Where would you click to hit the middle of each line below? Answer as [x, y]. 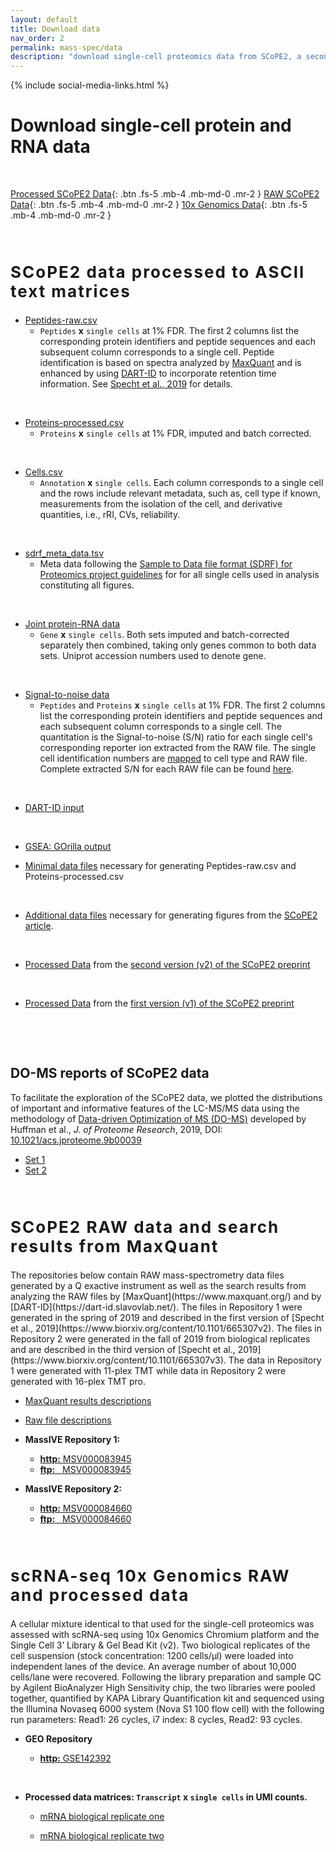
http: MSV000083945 [85, 1458]
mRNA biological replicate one [102, 1816]
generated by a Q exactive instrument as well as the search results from [158, 1285]
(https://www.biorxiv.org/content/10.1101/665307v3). [118, 1360]
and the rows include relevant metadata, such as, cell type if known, [180, 493]
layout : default [44, 19]
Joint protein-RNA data [72, 624]
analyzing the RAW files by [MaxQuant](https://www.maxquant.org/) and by [166, 1296]
